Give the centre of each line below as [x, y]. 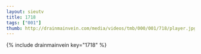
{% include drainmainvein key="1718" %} [57, 45]
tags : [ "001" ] [24, 23]
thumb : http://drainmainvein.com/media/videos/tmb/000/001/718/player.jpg [101, 28]
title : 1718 [21, 17]
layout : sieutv [25, 12]
